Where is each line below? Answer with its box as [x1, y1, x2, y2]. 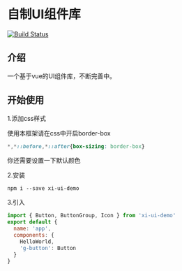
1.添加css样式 [7, 114, 47, 122]
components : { [13, 232, 54, 239]
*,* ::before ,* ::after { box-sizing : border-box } [7, 142, 145, 150]
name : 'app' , [13, 225, 52, 233]
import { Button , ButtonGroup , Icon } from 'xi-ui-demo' [7, 212, 176, 219]
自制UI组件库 [7, 6, 82, 22]
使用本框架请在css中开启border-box [7, 129, 111, 137]
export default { [7, 219, 58, 226]
